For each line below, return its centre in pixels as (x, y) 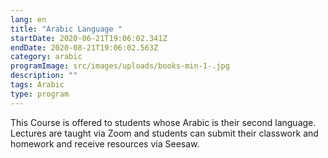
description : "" (44, 76)
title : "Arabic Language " (66, 29)
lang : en (28, 19)
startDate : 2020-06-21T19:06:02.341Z (89, 38)
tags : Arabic (37, 85)
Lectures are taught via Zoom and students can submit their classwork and (164, 133)
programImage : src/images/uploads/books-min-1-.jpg (120, 66)
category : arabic (46, 57)
